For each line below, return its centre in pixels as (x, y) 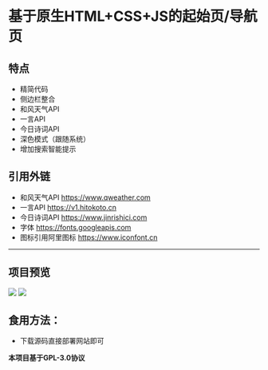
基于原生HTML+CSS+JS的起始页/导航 (133, 16)
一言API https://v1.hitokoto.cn (68, 207)
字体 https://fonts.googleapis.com (75, 227)
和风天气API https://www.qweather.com (85, 197)
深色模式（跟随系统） (55, 139)
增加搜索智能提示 (48, 149)
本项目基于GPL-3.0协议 (47, 358)
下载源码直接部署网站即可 (62, 341)
